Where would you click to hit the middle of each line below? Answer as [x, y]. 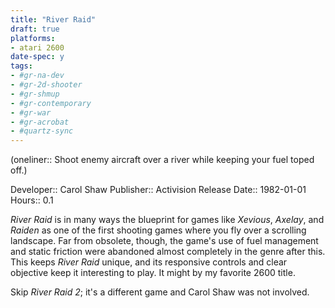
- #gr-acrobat [40, 122]
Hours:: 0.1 [32, 200]
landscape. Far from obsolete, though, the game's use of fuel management [164, 241]
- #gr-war [31, 112]
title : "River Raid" [53, 19]
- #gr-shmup [35, 94]
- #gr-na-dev [37, 76]
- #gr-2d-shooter [46, 85]
